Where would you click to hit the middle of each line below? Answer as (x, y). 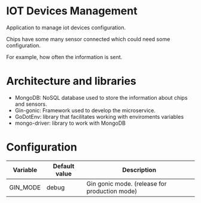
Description (139, 170)
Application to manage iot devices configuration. (66, 27)
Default (64, 166)
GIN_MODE (25, 187)
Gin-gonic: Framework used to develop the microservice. (85, 110)
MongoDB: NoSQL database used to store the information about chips (101, 97)
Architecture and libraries (71, 81)
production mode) (112, 191)
